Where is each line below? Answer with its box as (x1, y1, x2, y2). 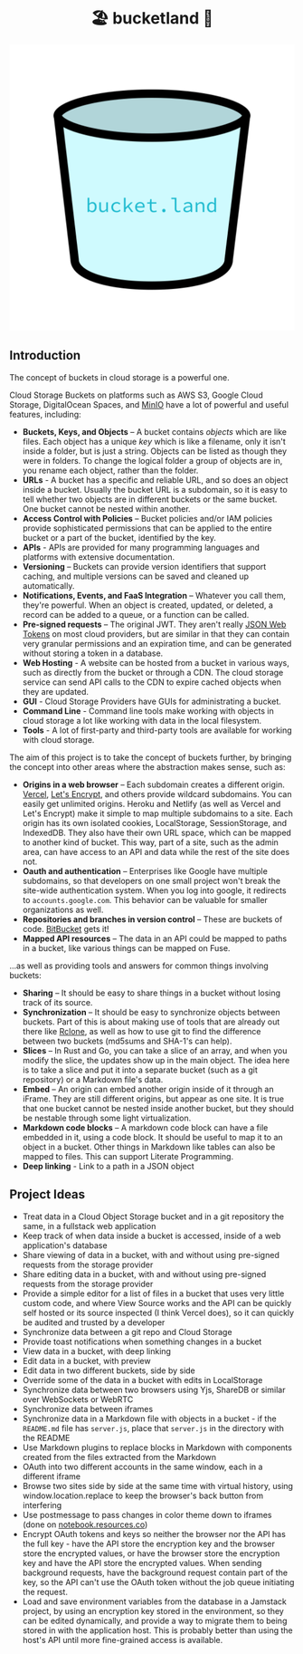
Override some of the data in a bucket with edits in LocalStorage (22, 1374, 263, 1385)
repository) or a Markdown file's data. (22, 1073, 164, 1084)
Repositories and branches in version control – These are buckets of (22, 913, 283, 925)
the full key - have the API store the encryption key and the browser (22, 1538, 276, 1549)
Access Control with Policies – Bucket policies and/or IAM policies (22, 513, 273, 524)
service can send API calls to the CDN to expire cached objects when (22, 677, 282, 688)
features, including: (9, 409, 81, 419)
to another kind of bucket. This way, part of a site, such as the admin (22, 836, 279, 848)
